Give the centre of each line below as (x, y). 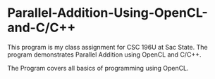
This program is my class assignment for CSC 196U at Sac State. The (107, 47)
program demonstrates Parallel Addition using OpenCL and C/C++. (104, 55)
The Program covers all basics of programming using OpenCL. (98, 68)
